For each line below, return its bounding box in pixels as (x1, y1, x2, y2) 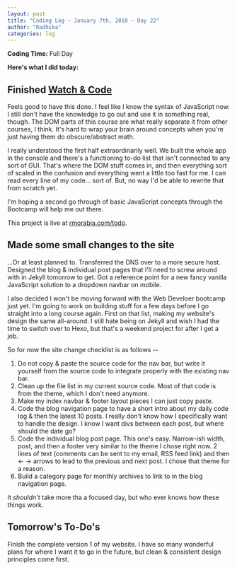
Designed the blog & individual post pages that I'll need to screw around (7, 265, 217, 274)
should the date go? (17, 426, 76, 435)
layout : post (7, 10, 46, 18)
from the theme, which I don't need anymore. (17, 389, 150, 397)
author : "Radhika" (7, 23, 62, 30)
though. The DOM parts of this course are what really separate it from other (7, 117, 228, 126)
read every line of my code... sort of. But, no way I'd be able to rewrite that (7, 176, 224, 185)
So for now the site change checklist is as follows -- (7, 345, 159, 354)
